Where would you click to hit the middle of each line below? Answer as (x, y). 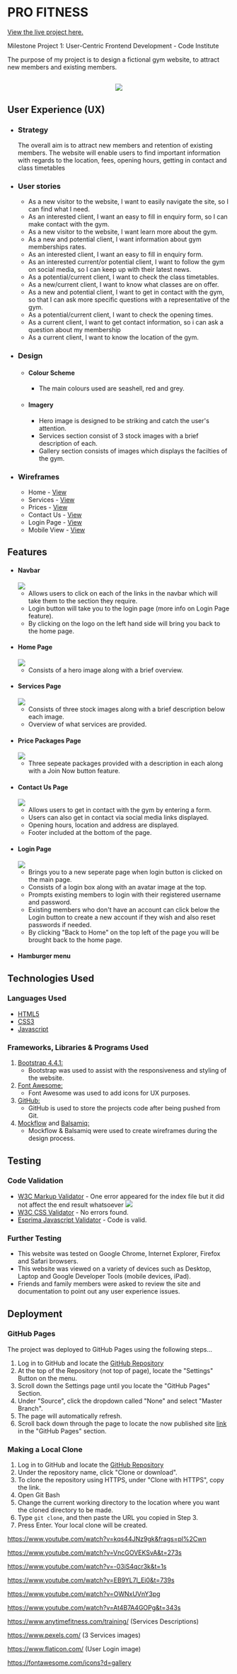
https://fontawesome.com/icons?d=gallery (69, 1663)
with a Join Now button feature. (74, 771)
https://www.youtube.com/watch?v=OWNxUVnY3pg (84, 1594)
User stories (39, 186)
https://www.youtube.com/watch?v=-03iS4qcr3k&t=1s (87, 1567)
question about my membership (75, 330)
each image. (46, 716)
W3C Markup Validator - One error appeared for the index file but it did (121, 1196)
